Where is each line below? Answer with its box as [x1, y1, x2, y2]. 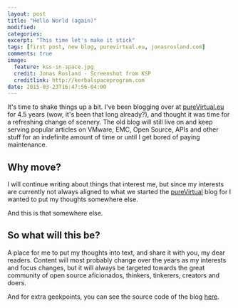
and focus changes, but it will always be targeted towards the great [7, 263, 205, 272]
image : [7, 57, 27, 64]
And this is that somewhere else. [7, 209, 103, 218]
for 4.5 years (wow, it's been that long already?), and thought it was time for [7, 110, 230, 119]
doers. [7, 278, 26, 287]
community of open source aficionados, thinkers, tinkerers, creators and [7, 271, 219, 280]
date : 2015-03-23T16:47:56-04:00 [7, 83, 107, 90]
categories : [7, 30, 43, 38]
